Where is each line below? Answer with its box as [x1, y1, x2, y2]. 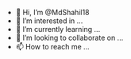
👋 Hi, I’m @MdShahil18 [15, 8, 90, 17]
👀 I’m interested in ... [15, 16, 83, 26]
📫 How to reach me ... [15, 42, 90, 51]
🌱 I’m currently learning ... [15, 25, 101, 33]
